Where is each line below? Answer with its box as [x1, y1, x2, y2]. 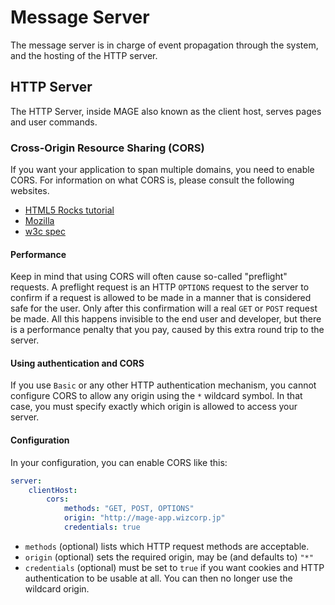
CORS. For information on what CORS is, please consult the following [10, 174, 295, 186]
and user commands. [10, 116, 98, 128]
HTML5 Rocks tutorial [24, 204, 115, 216]
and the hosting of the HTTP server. [10, 49, 158, 61]
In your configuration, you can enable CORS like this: [10, 456, 228, 468]
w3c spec [24, 226, 66, 238]
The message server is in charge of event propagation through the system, [10, 39, 319, 51]
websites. [10, 185, 50, 197]
